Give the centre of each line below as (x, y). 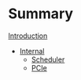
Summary (40, 14)
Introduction (28, 36)
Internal (32, 51)
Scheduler (48, 59)
